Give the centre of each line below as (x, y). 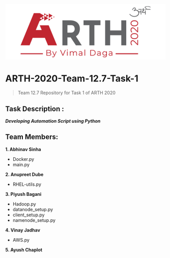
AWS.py (21, 240)
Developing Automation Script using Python (53, 121)
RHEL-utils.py (27, 184)
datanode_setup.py (33, 209)
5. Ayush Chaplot (24, 250)
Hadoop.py (24, 204)
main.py (21, 164)
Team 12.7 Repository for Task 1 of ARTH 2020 (67, 93)
